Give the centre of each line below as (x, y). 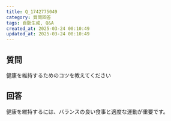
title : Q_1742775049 (32, 12)
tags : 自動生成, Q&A (30, 23)
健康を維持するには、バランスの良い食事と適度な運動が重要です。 (88, 111)
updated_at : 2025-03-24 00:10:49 (48, 34)
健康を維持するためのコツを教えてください (58, 75)
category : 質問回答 (29, 17)
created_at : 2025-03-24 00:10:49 (48, 28)
